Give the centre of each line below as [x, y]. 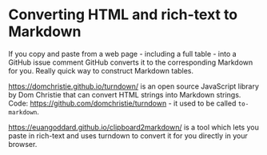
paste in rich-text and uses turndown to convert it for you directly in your [128, 135]
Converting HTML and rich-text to [123, 15]
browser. [23, 144]
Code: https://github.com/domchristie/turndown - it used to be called [122, 103]
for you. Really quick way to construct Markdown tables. [101, 70]
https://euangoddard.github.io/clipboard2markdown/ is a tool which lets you [134, 127]
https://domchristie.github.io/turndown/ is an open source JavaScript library [134, 86]
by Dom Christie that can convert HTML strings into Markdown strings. [125, 94]
